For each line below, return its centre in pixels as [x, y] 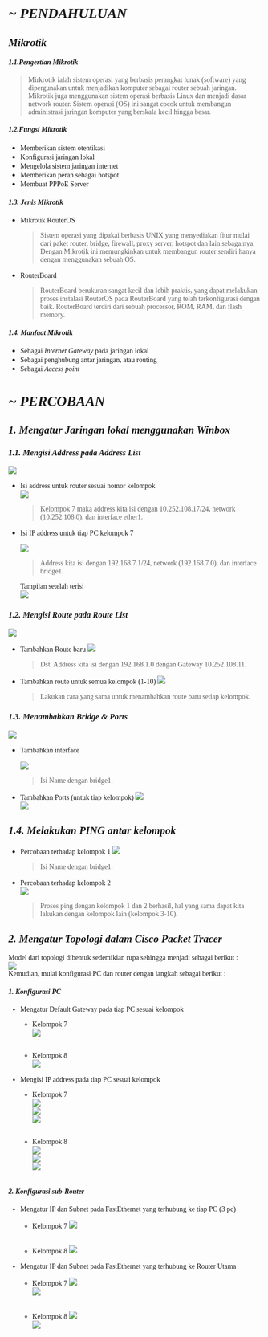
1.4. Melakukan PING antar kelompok [92, 831]
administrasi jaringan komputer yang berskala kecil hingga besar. [119, 112]
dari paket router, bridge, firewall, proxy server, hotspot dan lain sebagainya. [147, 244]
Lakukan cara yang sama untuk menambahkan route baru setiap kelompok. [145, 697]
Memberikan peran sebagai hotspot [69, 175]
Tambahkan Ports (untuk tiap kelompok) [77, 797]
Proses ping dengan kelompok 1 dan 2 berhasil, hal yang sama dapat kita [142, 905]
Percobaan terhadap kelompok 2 [65, 883]
